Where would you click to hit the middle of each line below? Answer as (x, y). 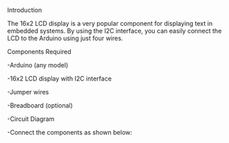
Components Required (39, 52)
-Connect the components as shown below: (70, 132)
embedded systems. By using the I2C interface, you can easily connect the (114, 31)
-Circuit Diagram (31, 119)
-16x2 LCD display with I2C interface (60, 78)
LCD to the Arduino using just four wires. (65, 38)
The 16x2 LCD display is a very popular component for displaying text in (110, 23)
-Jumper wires (28, 92)
